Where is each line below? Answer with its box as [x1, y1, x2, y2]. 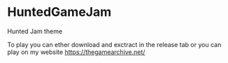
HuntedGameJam [7, 4, 112, 20]
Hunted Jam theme [7, 27, 63, 35]
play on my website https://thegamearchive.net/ [7, 48, 145, 56]
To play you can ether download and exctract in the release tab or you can [7, 40, 222, 48]
